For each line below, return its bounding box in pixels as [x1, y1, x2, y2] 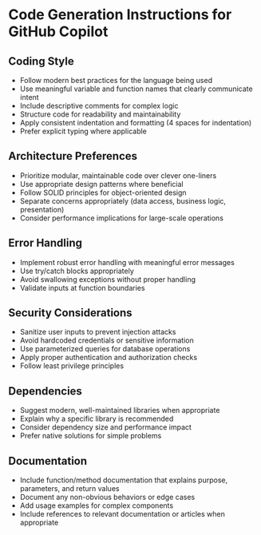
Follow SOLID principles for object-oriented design [19, 188, 187, 197]
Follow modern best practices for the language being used [19, 76, 213, 85]
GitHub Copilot [8, 22, 109, 41]
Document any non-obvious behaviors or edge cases [19, 493, 196, 502]
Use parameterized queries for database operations [19, 344, 191, 354]
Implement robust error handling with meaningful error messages [19, 257, 235, 267]
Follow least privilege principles [19, 361, 125, 371]
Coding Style [8, 54, 74, 68]
